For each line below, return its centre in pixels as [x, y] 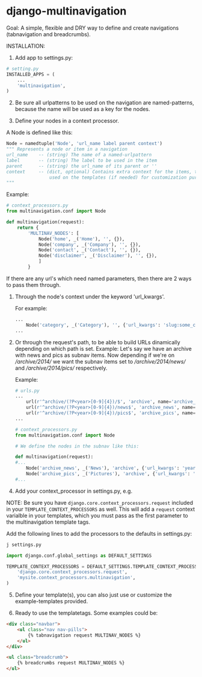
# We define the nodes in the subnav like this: [77, 446]
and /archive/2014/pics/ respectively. [61, 368]
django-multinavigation [66, 11]
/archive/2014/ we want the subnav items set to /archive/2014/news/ [100, 361]
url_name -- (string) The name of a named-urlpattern [79, 155]
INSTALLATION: [26, 46]
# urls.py [27, 391]
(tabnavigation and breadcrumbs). [49, 34]
